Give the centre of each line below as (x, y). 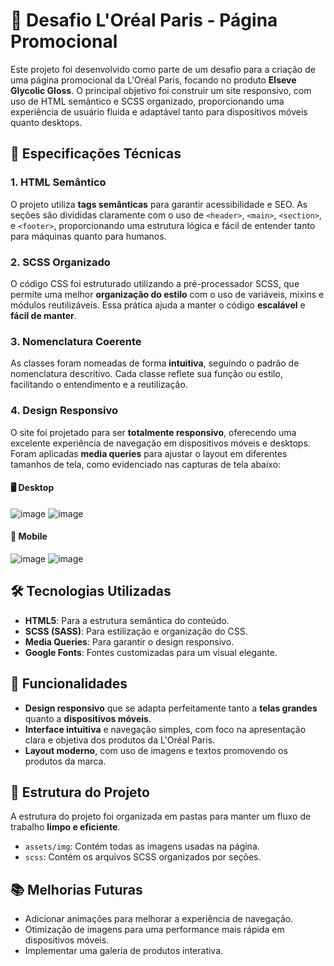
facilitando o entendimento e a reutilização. (99, 385)
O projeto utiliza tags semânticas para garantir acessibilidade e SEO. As (159, 204)
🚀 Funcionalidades (69, 684)
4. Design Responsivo (64, 411)
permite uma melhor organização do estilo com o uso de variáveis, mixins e (167, 294)
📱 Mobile (29, 536)
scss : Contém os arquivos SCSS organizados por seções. (143, 857)
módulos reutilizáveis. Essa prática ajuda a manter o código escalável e (158, 305)
